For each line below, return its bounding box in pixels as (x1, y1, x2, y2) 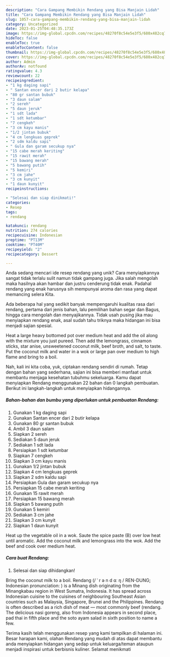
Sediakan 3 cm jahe (13, 512, 54, 518)
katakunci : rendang (6, 223, 47, 228)
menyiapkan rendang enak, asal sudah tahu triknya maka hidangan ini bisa (6, 317, 160, 323)
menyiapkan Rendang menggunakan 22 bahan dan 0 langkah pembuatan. (6, 380, 159, 386)
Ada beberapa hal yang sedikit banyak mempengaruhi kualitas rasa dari (6, 301, 155, 307)
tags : (6, 210, 17, 215)
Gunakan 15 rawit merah (13, 490, 64, 497)
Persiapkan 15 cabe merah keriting (13, 485, 85, 491)
